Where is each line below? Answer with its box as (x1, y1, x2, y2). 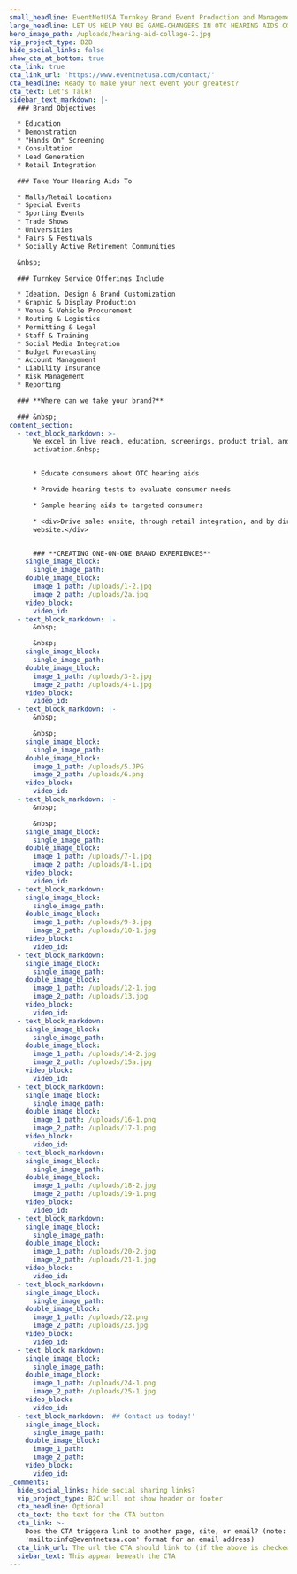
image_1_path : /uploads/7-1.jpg (32, 852, 152, 861)
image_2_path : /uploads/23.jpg (32, 1321, 148, 1331)
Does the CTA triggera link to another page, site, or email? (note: (25, 1527, 287, 1536)
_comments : (9, 1478, 49, 1486)
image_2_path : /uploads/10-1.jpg (32, 926, 156, 935)
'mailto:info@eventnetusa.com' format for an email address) (25, 1535, 255, 1544)
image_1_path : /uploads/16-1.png (32, 1115, 156, 1124)
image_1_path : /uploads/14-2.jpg (32, 1050, 156, 1059)
